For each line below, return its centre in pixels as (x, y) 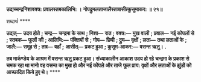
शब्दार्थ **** (18, 21)
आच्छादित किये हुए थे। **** (33, 72)
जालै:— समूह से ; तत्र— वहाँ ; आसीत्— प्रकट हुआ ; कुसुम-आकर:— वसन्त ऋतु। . (87, 47)
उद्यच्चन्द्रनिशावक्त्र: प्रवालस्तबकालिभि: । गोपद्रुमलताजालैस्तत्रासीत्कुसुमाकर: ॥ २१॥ (85, 9)
